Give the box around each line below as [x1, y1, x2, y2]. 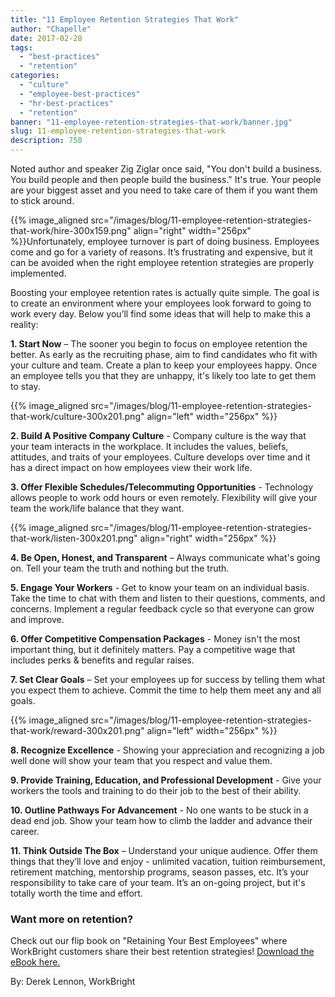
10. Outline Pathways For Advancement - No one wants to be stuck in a [10, 804, 309, 816]
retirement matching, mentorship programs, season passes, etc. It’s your [10, 866, 310, 878]
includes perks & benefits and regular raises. [10, 654, 195, 666]
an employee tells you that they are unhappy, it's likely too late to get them [10, 370, 317, 381]
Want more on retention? [10, 912, 134, 926]
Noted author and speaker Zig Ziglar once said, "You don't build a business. [10, 163, 323, 175]
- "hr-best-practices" [19, 98, 114, 108]
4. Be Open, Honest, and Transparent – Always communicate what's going [10, 552, 321, 563]
